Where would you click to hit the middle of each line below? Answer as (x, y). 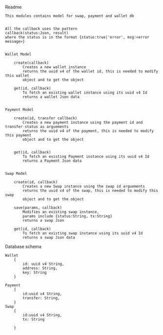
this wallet (17, 75)
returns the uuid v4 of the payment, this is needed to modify (88, 131)
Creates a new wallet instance (54, 67)
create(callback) (31, 63)
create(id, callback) (36, 182)
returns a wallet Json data (51, 97)
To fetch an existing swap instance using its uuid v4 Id (83, 233)
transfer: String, (41, 298)
